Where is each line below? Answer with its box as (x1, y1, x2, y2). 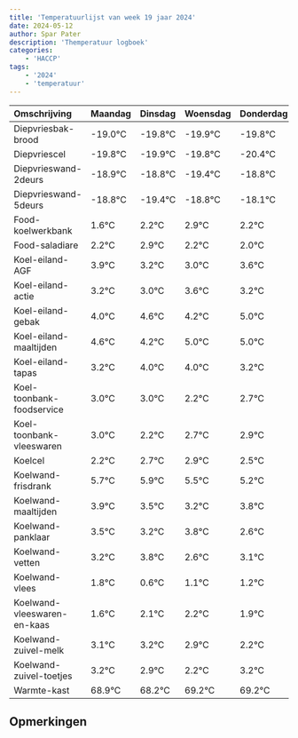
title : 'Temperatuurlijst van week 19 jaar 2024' (9, 12, 197, 22)
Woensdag (184, 107, 231, 120)
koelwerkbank (13, 224, 73, 236)
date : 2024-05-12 (9, 21, 74, 30)
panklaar (13, 530, 51, 543)
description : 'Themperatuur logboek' (9, 37, 149, 47)
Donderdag (239, 107, 288, 120)
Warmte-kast (13, 684, 70, 696)
